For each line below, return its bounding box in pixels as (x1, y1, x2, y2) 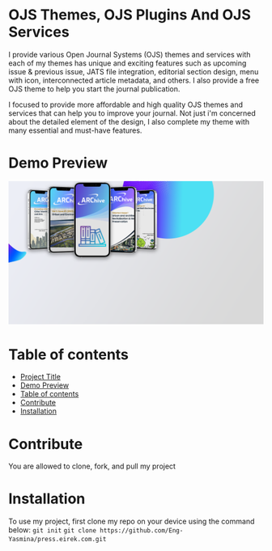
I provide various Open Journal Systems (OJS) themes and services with (8, 49, 251, 59)
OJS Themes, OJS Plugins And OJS (8, 6, 251, 24)
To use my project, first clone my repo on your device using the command (8, 516, 255, 527)
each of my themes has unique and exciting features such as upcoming (8, 58, 247, 68)
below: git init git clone (8, 525, 97, 535)
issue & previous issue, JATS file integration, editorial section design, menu (8, 66, 259, 76)
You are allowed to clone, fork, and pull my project (8, 461, 176, 471)
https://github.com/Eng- (100, 527, 184, 535)
